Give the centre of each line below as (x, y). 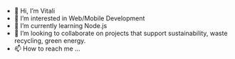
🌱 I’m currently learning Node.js (61, 26)
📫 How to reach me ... (47, 48)
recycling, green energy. (50, 41)
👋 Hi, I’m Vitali (35, 11)
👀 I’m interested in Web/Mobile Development (79, 18)
